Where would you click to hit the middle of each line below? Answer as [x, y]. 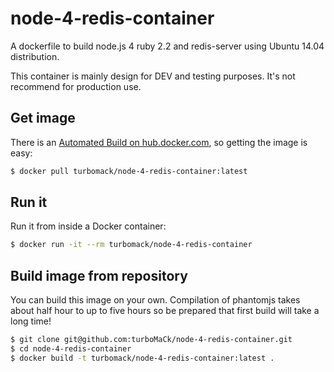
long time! [31, 321]
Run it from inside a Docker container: [88, 226]
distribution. [35, 56]
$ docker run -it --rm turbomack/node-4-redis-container [131, 245]
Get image [43, 118]
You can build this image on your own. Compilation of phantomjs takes [155, 300]
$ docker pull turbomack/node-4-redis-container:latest [129, 171]
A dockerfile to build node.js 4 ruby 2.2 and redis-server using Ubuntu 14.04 [167, 46]
